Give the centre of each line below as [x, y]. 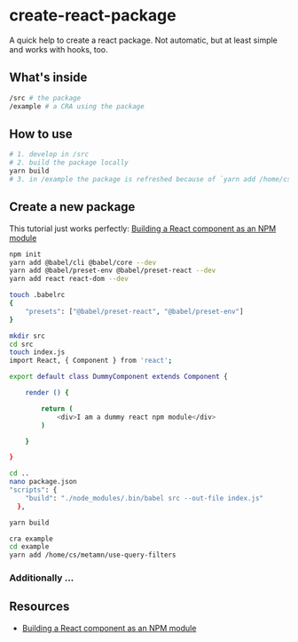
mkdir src [27, 336]
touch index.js [37, 352]
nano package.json [43, 482]
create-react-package [93, 16]
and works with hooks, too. [59, 49]
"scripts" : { [33, 490]
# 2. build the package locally [69, 163]
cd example [29, 547]
